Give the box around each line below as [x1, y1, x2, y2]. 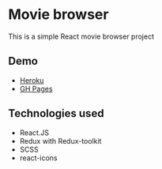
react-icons [19, 152, 58, 163]
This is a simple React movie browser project [8, 32, 154, 41]
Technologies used [8, 107, 104, 120]
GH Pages [19, 84, 53, 93]
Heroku [19, 75, 44, 84]
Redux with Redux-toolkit [19, 136, 102, 145]
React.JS [19, 128, 50, 137]
